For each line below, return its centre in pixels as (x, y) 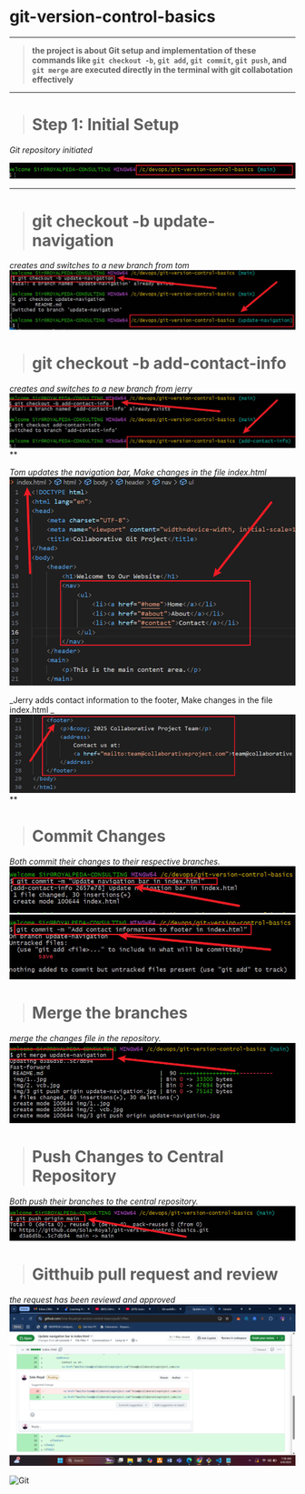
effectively (53, 79)
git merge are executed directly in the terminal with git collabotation (162, 69)
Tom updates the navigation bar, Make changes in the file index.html (138, 472)
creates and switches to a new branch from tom (99, 266)
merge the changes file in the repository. (85, 1038)
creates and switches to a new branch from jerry (101, 389)
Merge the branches (109, 1013)
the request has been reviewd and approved (93, 1300)
